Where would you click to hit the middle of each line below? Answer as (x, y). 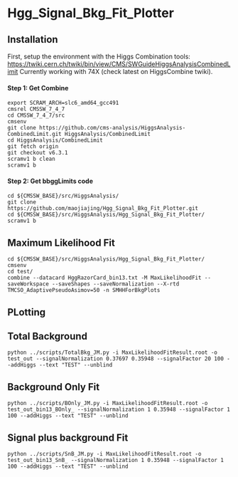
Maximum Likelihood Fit (61, 242)
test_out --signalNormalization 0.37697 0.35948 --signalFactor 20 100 (115, 359)
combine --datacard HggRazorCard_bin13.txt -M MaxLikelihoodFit (104, 278)
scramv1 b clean (31, 159)
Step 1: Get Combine (38, 88)
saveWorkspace (28, 284)
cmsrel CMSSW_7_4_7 (36, 109)
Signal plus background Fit (68, 437)
